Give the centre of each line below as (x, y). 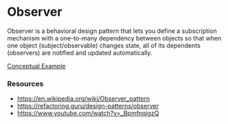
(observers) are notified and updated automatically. (80, 53)
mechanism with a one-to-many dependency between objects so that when (114, 38)
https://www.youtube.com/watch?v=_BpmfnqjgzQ (88, 113)
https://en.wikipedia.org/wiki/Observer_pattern (83, 99)
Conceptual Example (36, 66)
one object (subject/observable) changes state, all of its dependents (104, 45)
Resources (25, 84)
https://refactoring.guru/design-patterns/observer (88, 106)
